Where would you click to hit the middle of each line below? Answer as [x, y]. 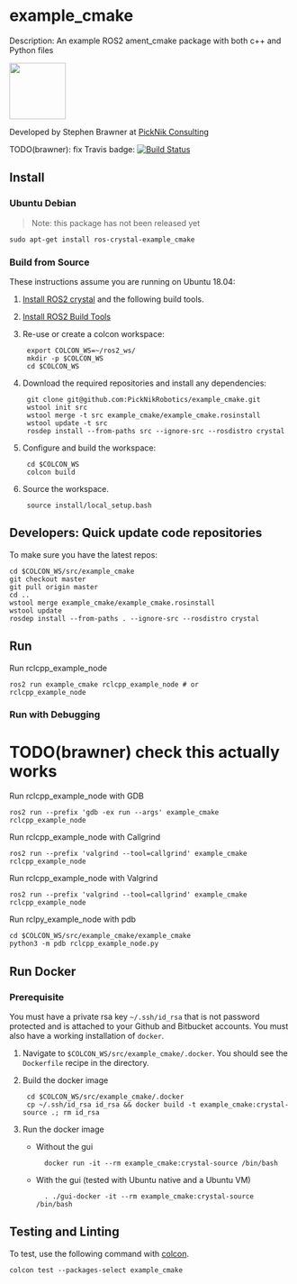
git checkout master [48, 579]
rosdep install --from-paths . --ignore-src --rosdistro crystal [134, 618]
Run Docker [43, 971]
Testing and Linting [64, 1232]
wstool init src [57, 407]
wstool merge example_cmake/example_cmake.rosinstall [112, 603]
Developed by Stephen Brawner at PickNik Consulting [109, 132]
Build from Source [49, 262]
